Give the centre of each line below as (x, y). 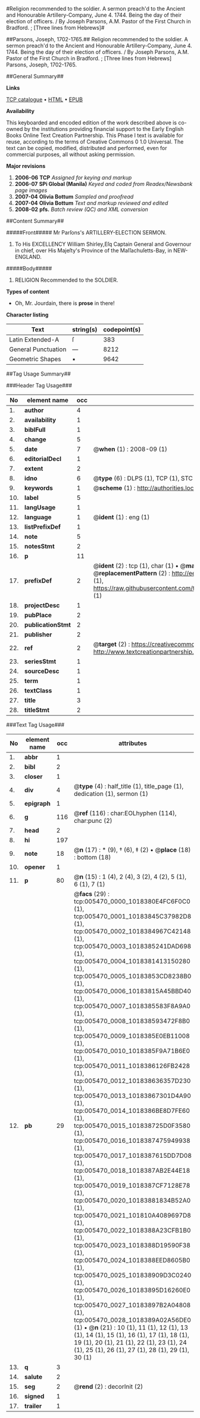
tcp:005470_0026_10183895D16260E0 (132, 1290)
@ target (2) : (112, 644)
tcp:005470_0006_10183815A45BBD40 (132, 991)
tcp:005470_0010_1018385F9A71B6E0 (132, 1051)
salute (34, 1377)
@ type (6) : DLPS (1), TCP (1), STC (143, 478)
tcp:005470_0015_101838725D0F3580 (132, 1126)
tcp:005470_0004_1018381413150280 (132, 961)
